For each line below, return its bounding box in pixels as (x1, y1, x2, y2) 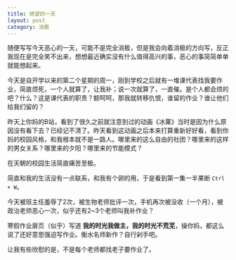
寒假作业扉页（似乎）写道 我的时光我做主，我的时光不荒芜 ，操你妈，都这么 (7, 221, 225, 230)
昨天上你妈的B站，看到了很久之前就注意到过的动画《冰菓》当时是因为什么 (7, 118, 221, 126)
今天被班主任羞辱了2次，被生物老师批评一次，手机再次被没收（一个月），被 (7, 198, 223, 206)
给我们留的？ (7, 103, 44, 111)
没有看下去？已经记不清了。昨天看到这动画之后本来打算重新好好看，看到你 (13, 126, 229, 135)
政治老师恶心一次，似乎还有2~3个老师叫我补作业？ (7, 206, 155, 215)
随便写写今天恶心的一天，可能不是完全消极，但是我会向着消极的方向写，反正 (7, 44, 229, 52)
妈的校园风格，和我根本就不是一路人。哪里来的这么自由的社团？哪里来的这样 (7, 135, 229, 144)
